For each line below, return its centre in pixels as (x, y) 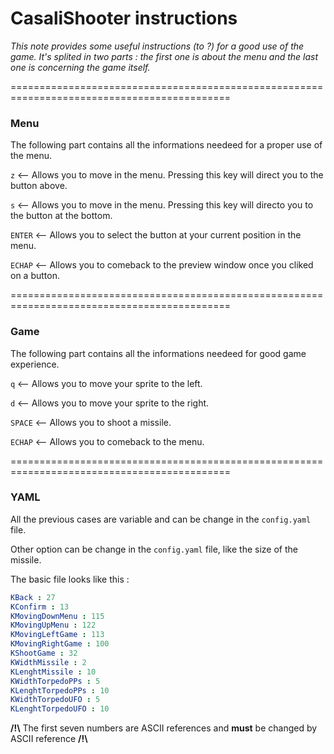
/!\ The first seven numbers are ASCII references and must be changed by (164, 728)
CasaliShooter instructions (124, 18)
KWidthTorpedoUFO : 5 (55, 700)
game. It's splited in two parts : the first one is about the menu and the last (164, 56)
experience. (35, 364)
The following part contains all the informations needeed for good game (158, 353)
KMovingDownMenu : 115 (57, 616)
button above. (39, 186)
